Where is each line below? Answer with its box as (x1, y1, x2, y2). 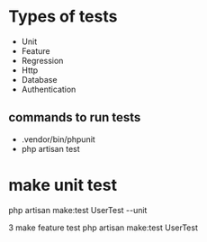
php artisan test (21, 143, 80, 154)
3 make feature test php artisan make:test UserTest (8, 222, 199, 233)
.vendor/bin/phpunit (21, 133, 95, 145)
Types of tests (8, 6, 118, 27)
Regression (21, 55, 64, 66)
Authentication (21, 84, 76, 94)
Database (21, 74, 58, 85)
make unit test (8, 175, 118, 195)
